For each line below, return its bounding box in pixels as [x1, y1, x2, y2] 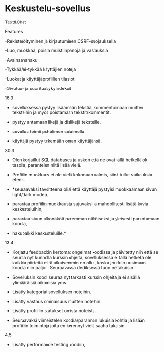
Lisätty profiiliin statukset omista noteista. [12, 308, 96, 313]
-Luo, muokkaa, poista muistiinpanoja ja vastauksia [5, 47, 108, 53]
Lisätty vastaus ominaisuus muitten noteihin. [12, 298, 102, 304]
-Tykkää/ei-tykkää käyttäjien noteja [5, 66, 76, 72]
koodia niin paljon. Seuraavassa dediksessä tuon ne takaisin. [12, 264, 135, 270]
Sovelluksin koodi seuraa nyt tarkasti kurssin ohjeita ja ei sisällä [12, 274, 140, 280]
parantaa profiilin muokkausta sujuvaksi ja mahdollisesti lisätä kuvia [12, 201, 148, 207]
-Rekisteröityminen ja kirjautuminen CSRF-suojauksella [5, 38, 116, 44]
